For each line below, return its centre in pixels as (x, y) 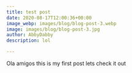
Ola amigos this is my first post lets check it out (66, 63)
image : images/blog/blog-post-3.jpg (53, 29)
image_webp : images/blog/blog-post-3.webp (61, 23)
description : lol (29, 40)
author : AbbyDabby (30, 35)
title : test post (29, 12)
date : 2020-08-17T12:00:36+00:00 (49, 18)
